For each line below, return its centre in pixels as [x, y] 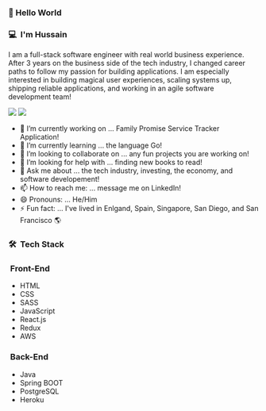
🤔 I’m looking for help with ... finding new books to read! [111, 163]
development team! [40, 97]
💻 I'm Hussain [38, 34]
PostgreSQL [39, 391]
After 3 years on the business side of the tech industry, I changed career [127, 63]
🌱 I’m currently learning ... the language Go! [91, 145]
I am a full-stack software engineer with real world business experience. [126, 55]
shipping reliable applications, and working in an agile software [111, 88]
